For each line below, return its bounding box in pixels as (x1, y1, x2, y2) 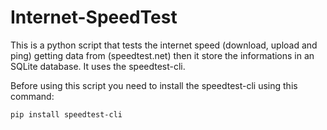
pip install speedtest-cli (10, 109, 123, 120)
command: (10, 90, 55, 102)
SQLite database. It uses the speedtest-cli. (10, 60, 186, 72)
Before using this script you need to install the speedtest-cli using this (10, 79, 298, 91)
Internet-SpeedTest (10, 6, 178, 29)
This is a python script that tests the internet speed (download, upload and (10, 39, 318, 51)
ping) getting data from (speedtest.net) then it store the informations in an (10, 49, 315, 61)
